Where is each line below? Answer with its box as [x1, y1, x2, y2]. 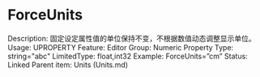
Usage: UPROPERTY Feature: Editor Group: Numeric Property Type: [7, 42, 234, 52]
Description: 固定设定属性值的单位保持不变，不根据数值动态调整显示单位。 [7, 33, 256, 43]
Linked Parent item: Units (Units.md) [7, 59, 129, 70]
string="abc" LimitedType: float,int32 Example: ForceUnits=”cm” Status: [7, 51, 248, 61]
